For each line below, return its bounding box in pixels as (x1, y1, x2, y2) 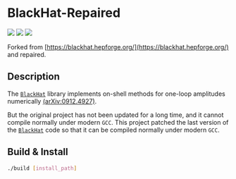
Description (7, 70, 60, 82)
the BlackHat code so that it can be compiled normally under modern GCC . (7, 125, 220, 134)
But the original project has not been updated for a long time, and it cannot (7, 111, 224, 119)
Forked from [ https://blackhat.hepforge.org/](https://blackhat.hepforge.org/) (7, 42, 229, 51)
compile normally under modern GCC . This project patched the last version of (7, 118, 229, 126)
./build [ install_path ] (7, 164, 77, 172)
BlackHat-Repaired (7, 5, 121, 21)
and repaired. (7, 50, 46, 58)
